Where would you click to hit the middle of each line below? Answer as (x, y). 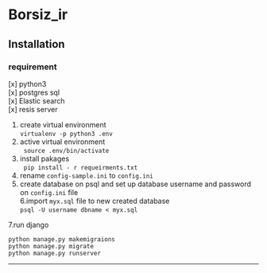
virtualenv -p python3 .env (66, 134)
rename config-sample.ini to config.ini (86, 175)
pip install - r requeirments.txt (81, 168)
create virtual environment (63, 124)
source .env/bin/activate (66, 150)
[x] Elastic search (37, 100)
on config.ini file (49, 192)
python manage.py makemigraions (62, 239)
